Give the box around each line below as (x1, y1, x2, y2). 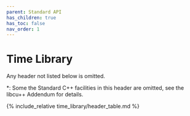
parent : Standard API (6, 9, 62, 15)
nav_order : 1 (6, 26, 40, 32)
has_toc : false (6, 20, 46, 26)
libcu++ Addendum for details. (6, 91, 84, 98)
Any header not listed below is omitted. (6, 73, 106, 80)
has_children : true (6, 15, 57, 21)
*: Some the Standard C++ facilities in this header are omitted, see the (6, 84, 184, 92)
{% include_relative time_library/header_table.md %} (6, 103, 140, 110)
